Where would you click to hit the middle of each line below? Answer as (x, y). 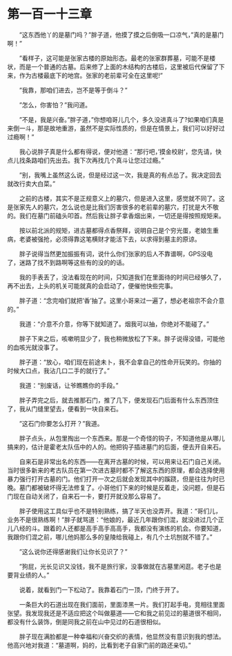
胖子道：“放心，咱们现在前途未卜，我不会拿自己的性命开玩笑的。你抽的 (120, 362)
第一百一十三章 (50, 14)
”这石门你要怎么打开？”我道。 (61, 423)
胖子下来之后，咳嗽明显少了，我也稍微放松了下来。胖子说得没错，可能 (119, 338)
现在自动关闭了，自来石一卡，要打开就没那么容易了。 (88, 496)
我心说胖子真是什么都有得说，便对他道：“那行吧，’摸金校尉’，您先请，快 (120, 151)
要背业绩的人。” (28, 575)
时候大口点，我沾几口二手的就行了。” (59, 371)
